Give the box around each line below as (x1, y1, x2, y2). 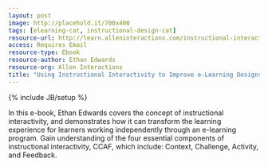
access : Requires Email (8, 41, 88, 49)
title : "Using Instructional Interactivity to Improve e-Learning (8, 71, 234, 79)
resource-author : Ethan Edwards (8, 56, 116, 64)
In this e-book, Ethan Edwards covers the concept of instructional (8, 108, 224, 118)
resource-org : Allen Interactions (8, 64, 124, 71)
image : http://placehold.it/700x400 (8, 19, 130, 27)
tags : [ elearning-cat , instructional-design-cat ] (8, 26, 177, 34)
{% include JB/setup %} (8, 92, 88, 102)
